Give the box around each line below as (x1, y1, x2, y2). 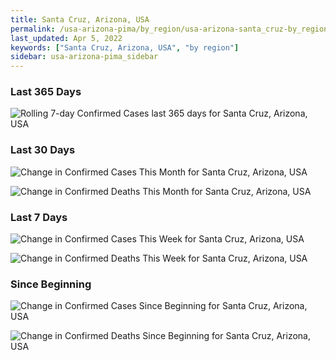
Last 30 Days (10, 143, 76, 157)
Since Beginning (10, 277, 92, 291)
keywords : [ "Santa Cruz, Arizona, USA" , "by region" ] (10, 42, 240, 53)
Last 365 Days (10, 85, 82, 99)
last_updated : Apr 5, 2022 (10, 33, 123, 43)
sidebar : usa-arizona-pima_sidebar (10, 52, 159, 62)
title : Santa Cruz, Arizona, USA (10, 14, 150, 25)
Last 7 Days (10, 210, 68, 224)
